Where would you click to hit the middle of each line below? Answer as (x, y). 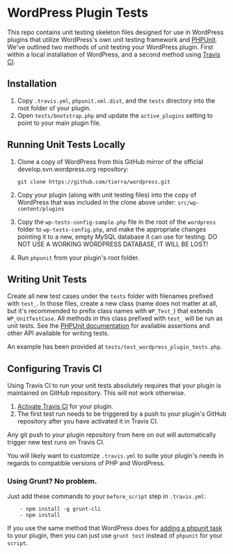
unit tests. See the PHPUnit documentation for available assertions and (109, 326)
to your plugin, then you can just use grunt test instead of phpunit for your (115, 536)
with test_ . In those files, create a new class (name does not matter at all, (112, 304)
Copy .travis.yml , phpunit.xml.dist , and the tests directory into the (116, 100)
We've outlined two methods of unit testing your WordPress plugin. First (110, 47)
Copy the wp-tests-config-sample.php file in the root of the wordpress (116, 222)
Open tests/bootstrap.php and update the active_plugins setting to (115, 115)
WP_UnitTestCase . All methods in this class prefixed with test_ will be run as (115, 318)
